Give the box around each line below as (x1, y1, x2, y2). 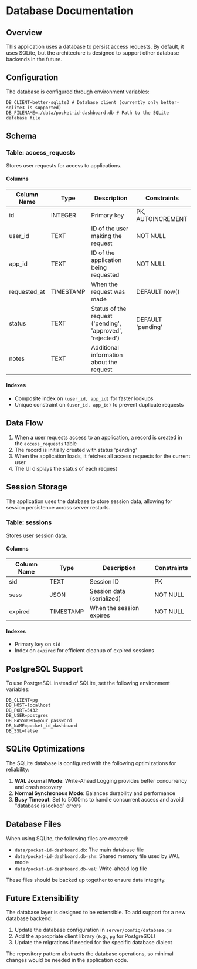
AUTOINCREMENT (136, 214, 188, 223)
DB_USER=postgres (6, 713, 49, 719)
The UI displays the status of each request (14, 465, 117, 472)
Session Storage (6, 482, 67, 492)
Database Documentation (6, 4, 134, 18)
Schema (6, 131, 37, 141)
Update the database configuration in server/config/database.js (14, 927, 172, 934)
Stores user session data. (6, 532, 67, 539)
